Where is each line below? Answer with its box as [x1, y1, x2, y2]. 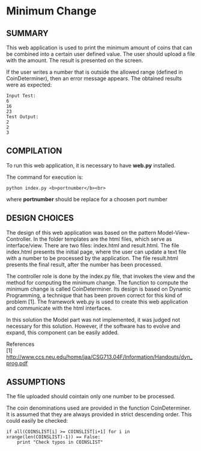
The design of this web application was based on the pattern [6, 229, 157, 236]
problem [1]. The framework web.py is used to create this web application [6, 298, 188, 305]
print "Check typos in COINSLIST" [17, 440, 103, 446]
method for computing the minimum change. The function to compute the [6, 279, 188, 286]
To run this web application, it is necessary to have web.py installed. [6, 162, 176, 169]
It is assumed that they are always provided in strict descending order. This [6, 411, 192, 418]
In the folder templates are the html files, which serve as [33, 235, 172, 243]
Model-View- [157, 229, 190, 236]
